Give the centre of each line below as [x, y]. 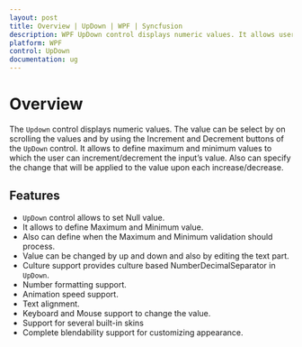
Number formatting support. [75, 284]
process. [39, 246]
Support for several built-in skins [83, 323]
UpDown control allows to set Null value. [93, 217]
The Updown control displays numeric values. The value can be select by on [147, 129]
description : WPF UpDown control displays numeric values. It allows [142, 34]
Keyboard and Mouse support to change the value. [116, 313]
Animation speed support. [70, 294]
